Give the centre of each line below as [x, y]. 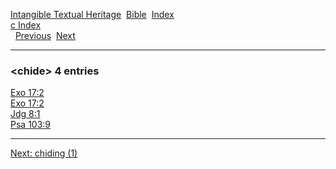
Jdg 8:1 [25, 114]
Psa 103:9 [31, 125]
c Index [26, 25]
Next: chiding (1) [44, 153]
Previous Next [45, 35]
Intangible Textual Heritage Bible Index [92, 14]
